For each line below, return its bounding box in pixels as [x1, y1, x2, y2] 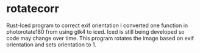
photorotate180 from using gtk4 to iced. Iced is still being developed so [6, 28, 185, 35]
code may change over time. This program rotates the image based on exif [6, 34, 194, 42]
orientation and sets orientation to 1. [6, 41, 96, 48]
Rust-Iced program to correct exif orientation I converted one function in [6, 22, 188, 29]
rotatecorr [6, 2, 59, 16]
